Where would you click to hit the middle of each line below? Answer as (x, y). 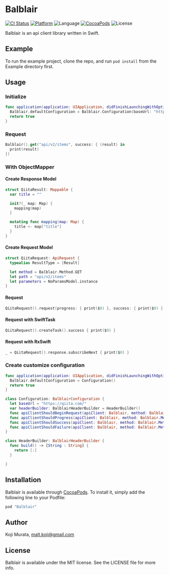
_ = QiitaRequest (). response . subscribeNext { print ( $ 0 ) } (67, 352)
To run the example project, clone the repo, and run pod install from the (81, 61)
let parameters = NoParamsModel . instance (54, 281)
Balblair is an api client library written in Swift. (52, 33)
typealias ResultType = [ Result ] (45, 263)
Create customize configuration (45, 365)
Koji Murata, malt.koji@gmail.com (40, 535)
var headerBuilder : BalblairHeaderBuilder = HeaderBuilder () (75, 408)
